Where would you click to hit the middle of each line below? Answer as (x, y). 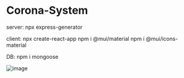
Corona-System (47, 10)
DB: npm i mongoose (32, 56)
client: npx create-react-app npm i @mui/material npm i (76, 38)
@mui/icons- (162, 38)
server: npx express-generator (44, 27)
